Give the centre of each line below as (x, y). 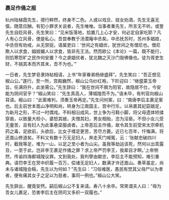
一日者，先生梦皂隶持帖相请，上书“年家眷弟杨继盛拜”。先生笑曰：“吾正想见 (83, 75)
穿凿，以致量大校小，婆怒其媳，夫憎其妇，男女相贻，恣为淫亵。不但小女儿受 (84, 119)
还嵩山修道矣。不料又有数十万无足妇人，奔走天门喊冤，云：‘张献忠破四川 (81, 138)
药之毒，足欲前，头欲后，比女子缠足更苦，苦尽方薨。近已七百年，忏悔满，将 (84, 131)
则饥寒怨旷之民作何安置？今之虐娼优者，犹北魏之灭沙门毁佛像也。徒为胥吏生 (84, 58)
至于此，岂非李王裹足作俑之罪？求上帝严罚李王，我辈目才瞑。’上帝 (86, 150)
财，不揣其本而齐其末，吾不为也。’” (41, 64)
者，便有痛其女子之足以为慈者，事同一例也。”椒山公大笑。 (65, 175)
